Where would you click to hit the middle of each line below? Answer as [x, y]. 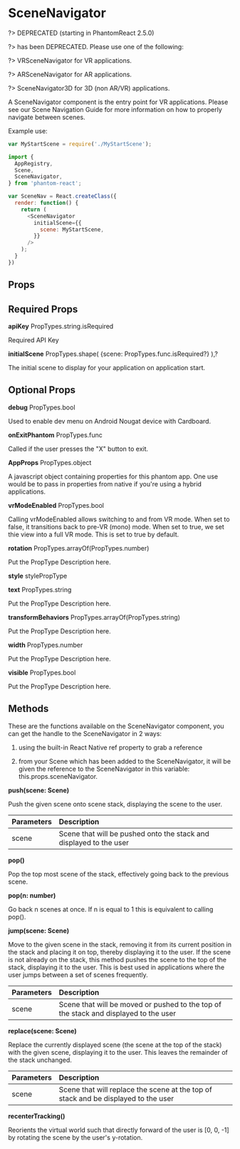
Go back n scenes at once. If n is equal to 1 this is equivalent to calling [111, 909]
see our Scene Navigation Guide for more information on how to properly [115, 109]
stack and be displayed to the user [116, 1098]
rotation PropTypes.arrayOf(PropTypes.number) [79, 548]
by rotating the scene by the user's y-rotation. [75, 1137]
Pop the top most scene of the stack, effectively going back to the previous [119, 874]
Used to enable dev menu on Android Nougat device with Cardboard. [110, 421]
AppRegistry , [34, 163]
